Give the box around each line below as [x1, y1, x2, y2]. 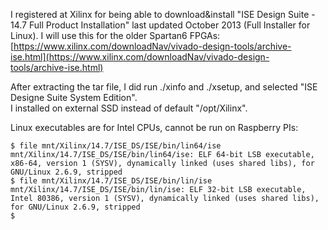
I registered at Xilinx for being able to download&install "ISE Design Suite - [10, 9, 316, 20]
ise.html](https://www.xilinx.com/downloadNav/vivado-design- [10, 51, 270, 63]
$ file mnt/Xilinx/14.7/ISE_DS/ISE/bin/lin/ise [10, 176, 213, 186]
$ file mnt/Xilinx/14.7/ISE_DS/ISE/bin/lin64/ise [10, 141, 222, 151]
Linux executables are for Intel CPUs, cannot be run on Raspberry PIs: [10, 122, 299, 133]
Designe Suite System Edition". [10, 92, 138, 103]
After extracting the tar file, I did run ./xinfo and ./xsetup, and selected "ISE [10, 81, 318, 93]
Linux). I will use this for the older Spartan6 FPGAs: [10, 30, 221, 41]
